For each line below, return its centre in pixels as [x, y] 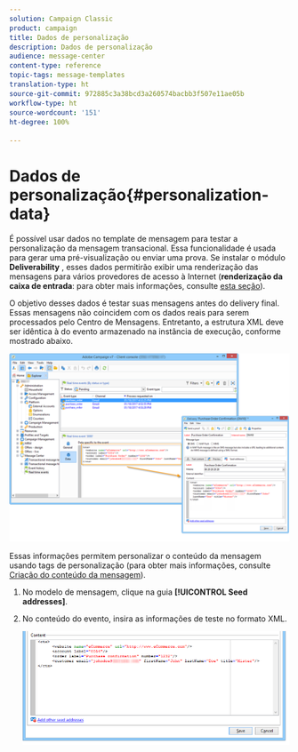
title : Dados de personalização [69, 37]
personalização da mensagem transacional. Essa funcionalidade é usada [142, 248]
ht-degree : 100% [39, 122]
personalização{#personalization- [139, 195]
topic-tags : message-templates [67, 76]
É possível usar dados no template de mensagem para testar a [124, 239]
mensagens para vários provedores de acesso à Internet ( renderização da [146, 276]
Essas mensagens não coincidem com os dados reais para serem [129, 313]
